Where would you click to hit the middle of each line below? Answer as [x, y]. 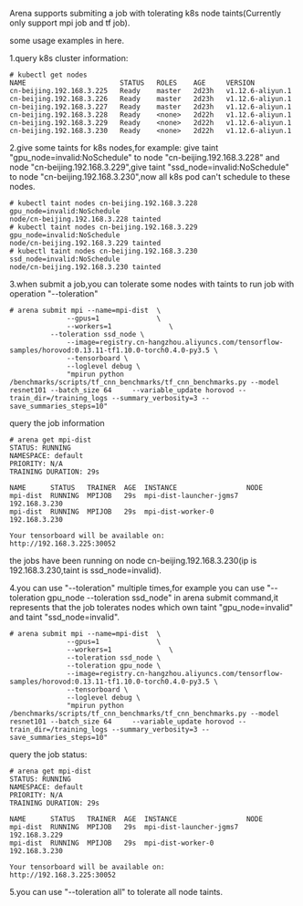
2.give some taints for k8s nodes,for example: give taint [114, 148]
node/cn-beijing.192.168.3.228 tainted [85, 219]
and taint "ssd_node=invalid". [65, 617]
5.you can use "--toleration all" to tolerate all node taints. [116, 892]
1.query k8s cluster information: [69, 58]
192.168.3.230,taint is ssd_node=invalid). [86, 570]
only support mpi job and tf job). [70, 23]
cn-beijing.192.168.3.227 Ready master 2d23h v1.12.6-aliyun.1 [151, 107]
